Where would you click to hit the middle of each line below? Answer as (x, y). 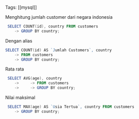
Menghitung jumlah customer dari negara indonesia (59, 17)
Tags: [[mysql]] (21, 7)
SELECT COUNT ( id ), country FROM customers (53, 26)
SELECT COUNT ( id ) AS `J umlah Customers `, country (59, 50)
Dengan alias (19, 41)
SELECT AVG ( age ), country (35, 78)
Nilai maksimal (20, 97)
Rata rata (15, 69)
